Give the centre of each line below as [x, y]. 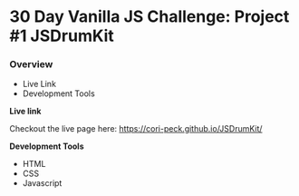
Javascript [42, 183]
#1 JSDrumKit [62, 36]
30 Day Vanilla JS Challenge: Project [149, 17]
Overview [31, 64]
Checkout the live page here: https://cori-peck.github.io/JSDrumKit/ [136, 129]
